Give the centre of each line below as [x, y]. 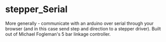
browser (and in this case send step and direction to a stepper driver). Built [83, 28]
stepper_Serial [37, 9]
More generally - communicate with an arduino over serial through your [79, 23]
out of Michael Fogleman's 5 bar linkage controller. [58, 34]
